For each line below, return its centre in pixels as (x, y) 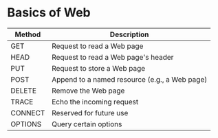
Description (129, 34)
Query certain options (87, 124)
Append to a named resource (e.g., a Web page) (129, 79)
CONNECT (28, 113)
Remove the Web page (88, 91)
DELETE (23, 91)
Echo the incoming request (95, 102)
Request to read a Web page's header (112, 57)
